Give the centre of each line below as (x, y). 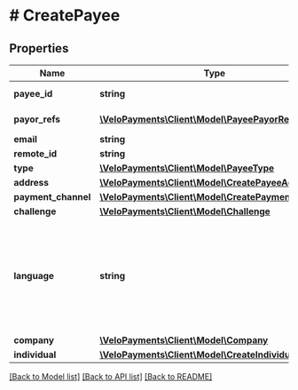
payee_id (33, 94)
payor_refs (37, 119)
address (31, 183)
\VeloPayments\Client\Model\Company (184, 340)
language (34, 276)
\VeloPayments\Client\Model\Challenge (184, 211)
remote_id (35, 154)
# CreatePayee (65, 16)
